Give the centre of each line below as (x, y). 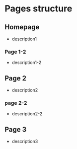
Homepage (22, 27)
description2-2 (27, 114)
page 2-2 (16, 103)
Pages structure (38, 9)
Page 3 (16, 129)
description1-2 (27, 63)
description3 (25, 142)
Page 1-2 (15, 52)
